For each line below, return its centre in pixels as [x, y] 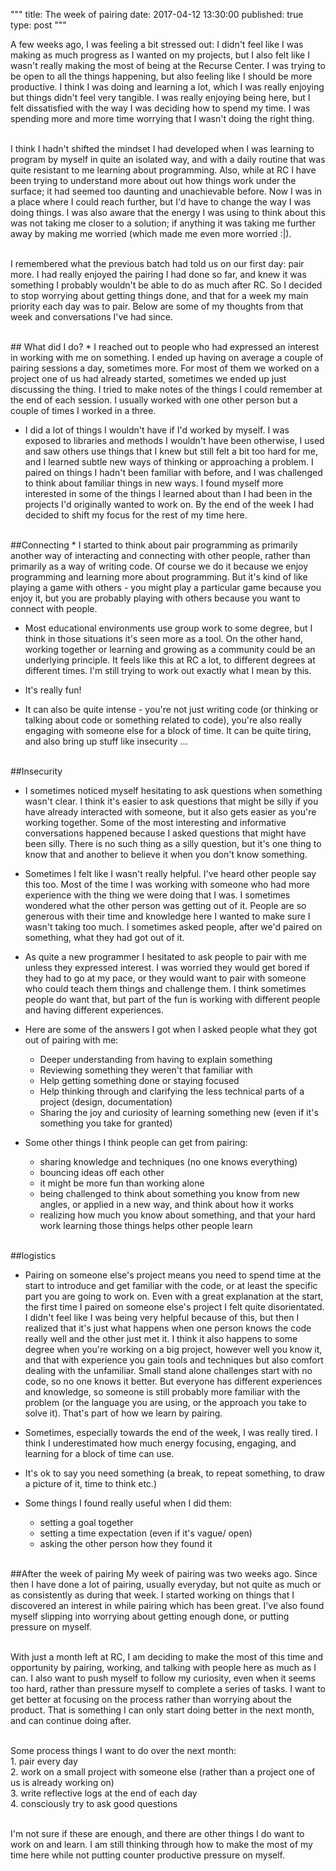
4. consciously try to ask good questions [94, 1803]
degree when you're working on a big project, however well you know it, [173, 1349]
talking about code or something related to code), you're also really [163, 720]
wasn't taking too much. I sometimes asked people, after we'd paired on [173, 927]
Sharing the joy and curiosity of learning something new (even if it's [179, 1112]
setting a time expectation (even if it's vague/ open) [146, 1533]
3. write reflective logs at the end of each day [104, 1793]
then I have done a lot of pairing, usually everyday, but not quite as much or [166, 1584]
